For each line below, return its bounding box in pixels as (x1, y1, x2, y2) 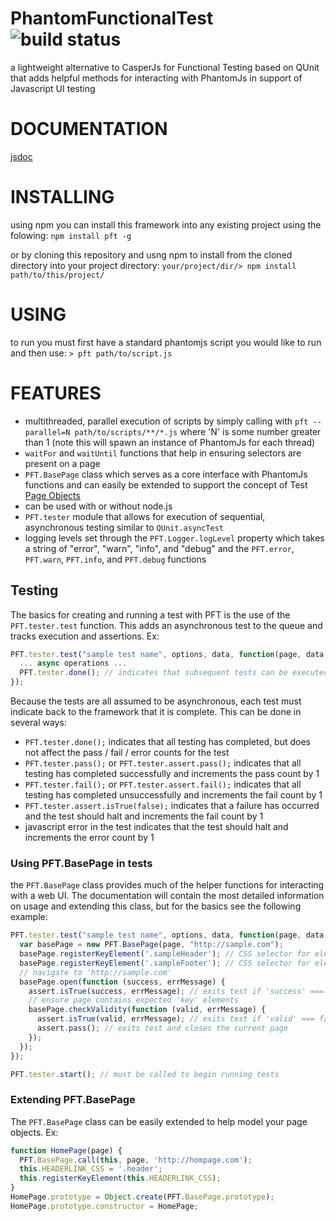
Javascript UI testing (10, 82, 96, 94)
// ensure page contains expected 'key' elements (28, 995, 240, 1006)
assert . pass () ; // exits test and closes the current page (36, 1023, 288, 1034)
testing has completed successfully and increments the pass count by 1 (24, 768, 320, 779)
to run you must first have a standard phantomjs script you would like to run (10, 336, 322, 348)
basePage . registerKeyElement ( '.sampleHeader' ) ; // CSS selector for (19, 949, 311, 959)
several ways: (10, 717, 67, 728)
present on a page (24, 457, 101, 469)
